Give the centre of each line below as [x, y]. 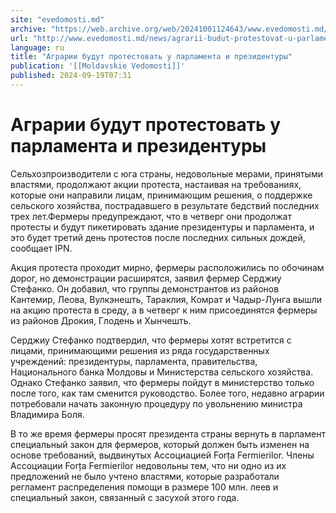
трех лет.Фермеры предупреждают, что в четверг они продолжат [151, 216]
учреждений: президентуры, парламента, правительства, [134, 361]
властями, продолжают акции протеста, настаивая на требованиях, [156, 184]
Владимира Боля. [47, 414]
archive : [28, 29]
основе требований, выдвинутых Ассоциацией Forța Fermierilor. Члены [162, 455]
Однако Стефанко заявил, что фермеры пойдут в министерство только [162, 382]
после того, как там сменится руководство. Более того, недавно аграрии [167, 393]
